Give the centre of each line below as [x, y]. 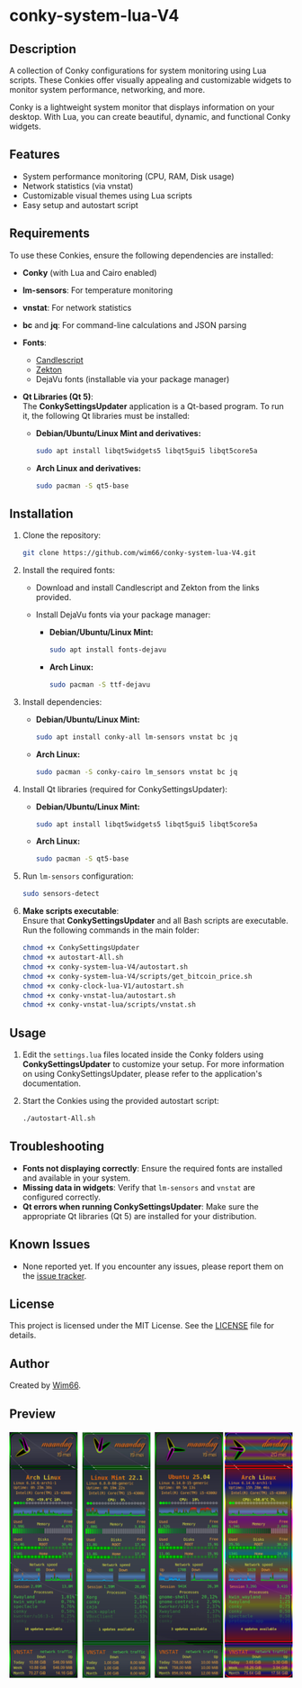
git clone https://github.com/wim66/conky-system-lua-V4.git [139, 553]
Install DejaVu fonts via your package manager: [123, 615]
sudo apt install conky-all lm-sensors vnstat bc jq [137, 737]
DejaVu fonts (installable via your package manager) [133, 379]
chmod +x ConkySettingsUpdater [81, 948]
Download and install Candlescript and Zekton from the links [147, 588]
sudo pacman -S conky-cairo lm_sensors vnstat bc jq [137, 771]
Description [43, 49]
